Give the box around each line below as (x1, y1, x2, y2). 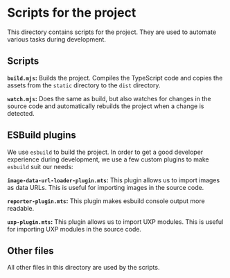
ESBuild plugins (7, 130, 76, 141)
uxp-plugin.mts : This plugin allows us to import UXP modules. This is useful (7, 217, 224, 226)
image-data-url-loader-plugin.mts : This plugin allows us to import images (7, 175, 220, 184)
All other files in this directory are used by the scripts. (7, 263, 160, 272)
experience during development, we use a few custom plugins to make (7, 155, 209, 164)
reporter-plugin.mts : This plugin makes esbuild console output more (7, 196, 206, 205)
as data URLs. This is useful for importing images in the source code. (7, 183, 204, 191)
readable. (7, 204, 35, 212)
